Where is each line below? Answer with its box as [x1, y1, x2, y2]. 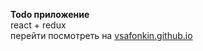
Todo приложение [10, 9, 90, 20]
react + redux [10, 19, 67, 31]
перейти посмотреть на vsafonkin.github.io [10, 30, 193, 41]
